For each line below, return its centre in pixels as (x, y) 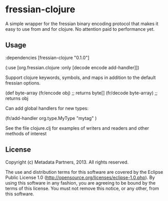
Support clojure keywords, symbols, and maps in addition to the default (81, 77)
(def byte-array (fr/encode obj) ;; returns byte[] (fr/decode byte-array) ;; (81, 93)
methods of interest (26, 133)
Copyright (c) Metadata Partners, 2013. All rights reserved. (67, 162)
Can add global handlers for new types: (47, 108)
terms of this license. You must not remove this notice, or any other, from (82, 188)
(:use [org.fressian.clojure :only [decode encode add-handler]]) (72, 67)
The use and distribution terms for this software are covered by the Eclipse (84, 172)
